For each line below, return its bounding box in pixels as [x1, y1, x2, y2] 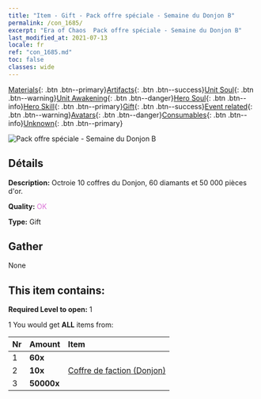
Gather [8, 239, 43, 253]
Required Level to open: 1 [8, 305, 93, 314]
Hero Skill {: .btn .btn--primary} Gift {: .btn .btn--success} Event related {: [23, 101, 253, 111]
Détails [8, 157, 43, 170]
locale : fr [8, 41, 44, 49]
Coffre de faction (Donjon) [67, 365, 166, 376]
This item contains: [8, 283, 105, 297]
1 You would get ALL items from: [8, 320, 114, 329]
